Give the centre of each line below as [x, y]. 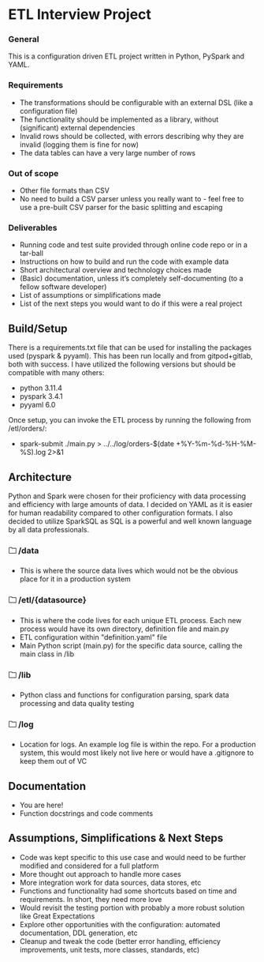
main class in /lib [47, 654]
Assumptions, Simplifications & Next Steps [116, 838]
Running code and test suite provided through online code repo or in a [134, 245]
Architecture [40, 477]
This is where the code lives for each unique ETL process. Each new [130, 620]
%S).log [33, 453]
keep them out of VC [53, 761]
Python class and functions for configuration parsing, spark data [125, 695]
